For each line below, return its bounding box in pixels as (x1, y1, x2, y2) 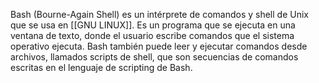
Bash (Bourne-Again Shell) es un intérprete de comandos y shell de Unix (10, 9, 309, 20)
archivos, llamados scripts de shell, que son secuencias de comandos (10, 51, 299, 63)
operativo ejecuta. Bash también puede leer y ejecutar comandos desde (10, 40, 308, 52)
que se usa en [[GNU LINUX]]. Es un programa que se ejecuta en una (10, 19, 296, 31)
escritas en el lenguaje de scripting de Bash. (10, 62, 193, 73)
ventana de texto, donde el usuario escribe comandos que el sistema (10, 30, 295, 41)
